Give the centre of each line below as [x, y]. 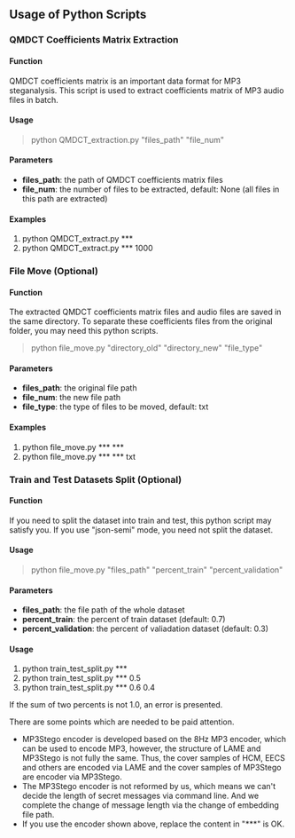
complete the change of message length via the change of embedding [150, 805]
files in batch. [34, 99]
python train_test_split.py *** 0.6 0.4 [89, 688]
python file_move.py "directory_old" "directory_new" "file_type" [147, 348]
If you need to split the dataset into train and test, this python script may [140, 520]
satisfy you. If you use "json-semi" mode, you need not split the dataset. [141, 530]
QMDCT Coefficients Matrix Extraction [94, 40]
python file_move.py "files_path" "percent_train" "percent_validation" [157, 569]
